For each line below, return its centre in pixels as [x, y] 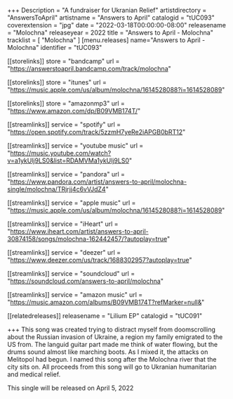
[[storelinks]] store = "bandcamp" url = [64, 61]
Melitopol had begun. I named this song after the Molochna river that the [112, 359]
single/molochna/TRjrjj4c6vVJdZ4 [57, 189]
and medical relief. [34, 374]
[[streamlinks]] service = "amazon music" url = [75, 294]
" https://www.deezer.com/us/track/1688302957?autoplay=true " [100, 260]
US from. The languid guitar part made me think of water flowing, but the [113, 344]
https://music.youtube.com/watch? [61, 153]
